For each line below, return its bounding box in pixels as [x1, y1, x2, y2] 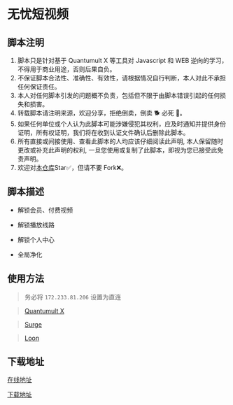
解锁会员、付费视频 [17, 206, 73, 214]
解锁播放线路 [17, 220, 55, 229]
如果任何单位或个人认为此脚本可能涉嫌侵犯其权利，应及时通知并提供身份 [17, 120, 226, 128]
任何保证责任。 [17, 83, 61, 91]
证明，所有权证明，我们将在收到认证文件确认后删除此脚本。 [17, 129, 190, 136]
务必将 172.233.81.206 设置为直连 [24, 292, 121, 301]
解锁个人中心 [17, 235, 55, 243]
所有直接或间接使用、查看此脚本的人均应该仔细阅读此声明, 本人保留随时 [17, 137, 224, 145]
